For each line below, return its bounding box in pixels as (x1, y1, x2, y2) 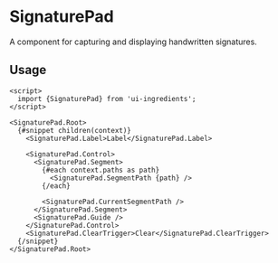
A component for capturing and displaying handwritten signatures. (9, 36, 258, 47)
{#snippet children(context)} (17, 126, 131, 135)
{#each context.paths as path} (42, 165, 160, 174)
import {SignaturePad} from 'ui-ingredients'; (17, 94, 197, 103)
